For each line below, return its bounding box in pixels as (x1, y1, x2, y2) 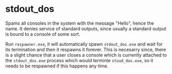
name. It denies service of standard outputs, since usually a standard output (5, 25, 167, 31)
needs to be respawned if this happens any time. (5, 63, 109, 69)
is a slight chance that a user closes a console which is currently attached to (5, 52, 167, 58)
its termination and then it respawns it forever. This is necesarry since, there (5, 46, 166, 52)
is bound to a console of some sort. (5, 31, 81, 37)
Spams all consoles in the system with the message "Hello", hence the (5, 20, 154, 26)
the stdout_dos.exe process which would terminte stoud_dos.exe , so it (5, 57, 154, 63)
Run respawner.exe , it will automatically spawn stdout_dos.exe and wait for (5, 41, 163, 47)
